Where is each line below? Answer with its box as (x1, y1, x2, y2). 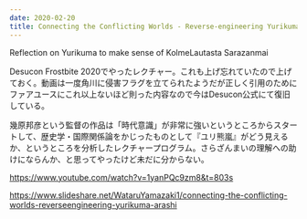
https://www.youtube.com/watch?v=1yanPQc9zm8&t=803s (9, 172, 234, 182)
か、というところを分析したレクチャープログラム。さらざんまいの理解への (9, 142, 290, 153)
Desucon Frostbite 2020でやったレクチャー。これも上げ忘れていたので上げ (9, 66, 292, 77)
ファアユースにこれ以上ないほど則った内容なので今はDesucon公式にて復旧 (9, 89, 291, 99)
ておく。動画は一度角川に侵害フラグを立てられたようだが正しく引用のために (9, 77, 298, 88)
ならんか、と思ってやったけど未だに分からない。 (25, 153, 210, 164)
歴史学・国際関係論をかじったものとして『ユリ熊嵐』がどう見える (40, 130, 290, 141)
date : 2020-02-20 (9, 13, 76, 23)
